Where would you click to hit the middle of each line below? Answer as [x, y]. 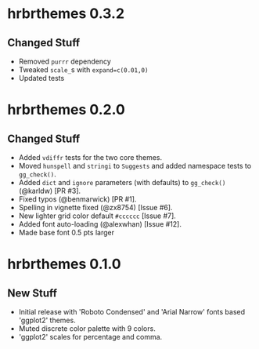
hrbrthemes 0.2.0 [67, 110]
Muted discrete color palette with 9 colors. [87, 329]
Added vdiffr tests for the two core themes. [90, 157]
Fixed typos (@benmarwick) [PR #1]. [77, 199]
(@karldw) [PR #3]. [50, 191]
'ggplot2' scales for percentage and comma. [90, 337]
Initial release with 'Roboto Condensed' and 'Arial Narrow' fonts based [132, 312]
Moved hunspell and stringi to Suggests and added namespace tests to [135, 166]
